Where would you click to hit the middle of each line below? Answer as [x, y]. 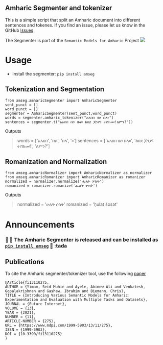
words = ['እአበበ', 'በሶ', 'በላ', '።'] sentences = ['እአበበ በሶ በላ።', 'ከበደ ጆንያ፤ [85, 140]
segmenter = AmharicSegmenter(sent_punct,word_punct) [61, 113]
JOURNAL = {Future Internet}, [36, 304]
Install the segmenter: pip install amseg [53, 74]
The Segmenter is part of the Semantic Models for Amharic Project [72, 40]
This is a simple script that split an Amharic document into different [73, 20]
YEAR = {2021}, [21, 313]
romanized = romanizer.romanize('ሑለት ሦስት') [51, 186]
